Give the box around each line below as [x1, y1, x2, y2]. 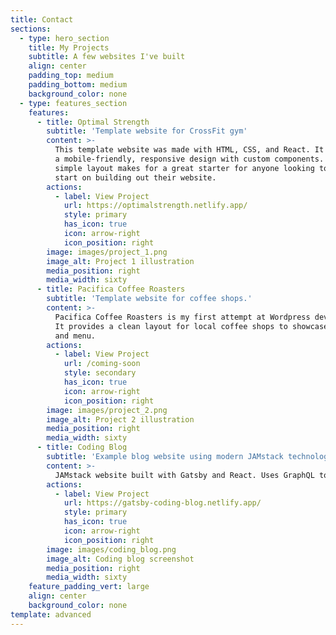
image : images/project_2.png [46, 405, 168, 415]
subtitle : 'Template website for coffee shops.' [46, 294, 253, 304]
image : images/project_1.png [46, 247, 168, 257]
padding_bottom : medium [28, 80, 128, 90]
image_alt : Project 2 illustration [46, 414, 195, 425]
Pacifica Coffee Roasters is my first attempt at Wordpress [54, 312, 311, 322]
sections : [10, 24, 52, 34]
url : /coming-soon [63, 359, 141, 369]
